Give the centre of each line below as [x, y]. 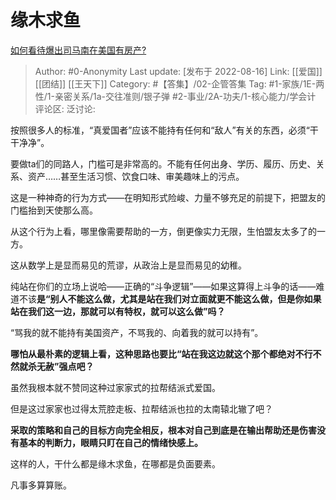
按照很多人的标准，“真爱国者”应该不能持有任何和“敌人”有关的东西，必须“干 [164, 130]
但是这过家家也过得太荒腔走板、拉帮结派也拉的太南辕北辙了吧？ [141, 408]
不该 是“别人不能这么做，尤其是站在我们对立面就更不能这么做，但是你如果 [170, 298]
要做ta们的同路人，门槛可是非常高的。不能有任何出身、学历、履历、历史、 [163, 163]
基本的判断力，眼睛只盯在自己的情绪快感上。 [110, 442]
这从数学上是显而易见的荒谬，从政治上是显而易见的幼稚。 [128, 265]
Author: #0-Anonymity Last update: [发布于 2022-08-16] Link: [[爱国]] [178, 71]
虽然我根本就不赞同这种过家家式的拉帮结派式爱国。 [115, 387]
